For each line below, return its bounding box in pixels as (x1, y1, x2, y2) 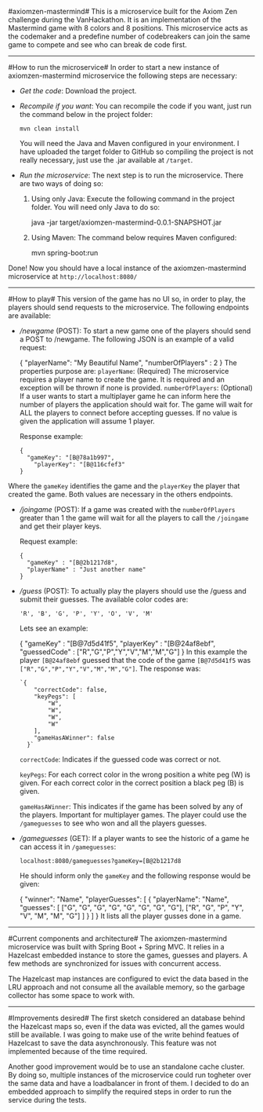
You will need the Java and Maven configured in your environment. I (19, 139, 240, 148)
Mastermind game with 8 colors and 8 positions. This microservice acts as (8, 24, 248, 32)
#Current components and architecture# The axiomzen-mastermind (8, 934, 228, 943)
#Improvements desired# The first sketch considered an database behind (8, 1013, 245, 1022)
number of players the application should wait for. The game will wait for (19, 400, 253, 409)
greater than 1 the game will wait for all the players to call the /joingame (19, 514, 249, 522)
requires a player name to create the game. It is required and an (19, 375, 225, 384)
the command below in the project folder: (19, 110, 153, 119)
